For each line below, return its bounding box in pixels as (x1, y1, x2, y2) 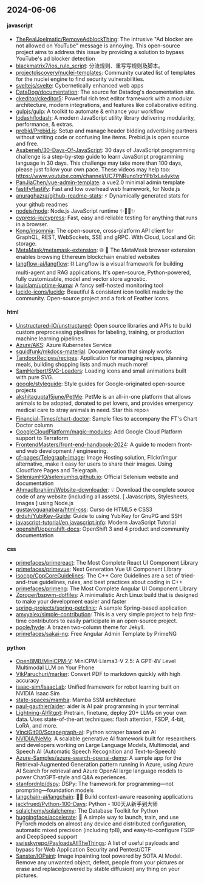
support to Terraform (15, 434, 69, 441)
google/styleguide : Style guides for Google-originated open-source (15, 380, 185, 387)
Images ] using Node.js (15, 499, 74, 506)
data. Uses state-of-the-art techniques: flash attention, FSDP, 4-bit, (15, 715, 185, 723)
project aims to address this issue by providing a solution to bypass (15, 48, 185, 55)
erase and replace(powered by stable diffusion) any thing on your (15, 866, 180, 873)
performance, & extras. (15, 120, 74, 128)
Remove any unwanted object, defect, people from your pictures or (15, 859, 184, 866)
